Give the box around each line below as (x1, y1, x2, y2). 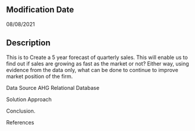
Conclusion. (6, 107, 36, 114)
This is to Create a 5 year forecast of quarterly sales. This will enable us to (6, 54, 188, 61)
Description (6, 38, 51, 48)
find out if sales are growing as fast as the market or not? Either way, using (6, 60, 189, 67)
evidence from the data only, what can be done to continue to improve (6, 66, 178, 73)
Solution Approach (6, 95, 52, 103)
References (6, 118, 34, 126)
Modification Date (6, 5, 74, 15)
